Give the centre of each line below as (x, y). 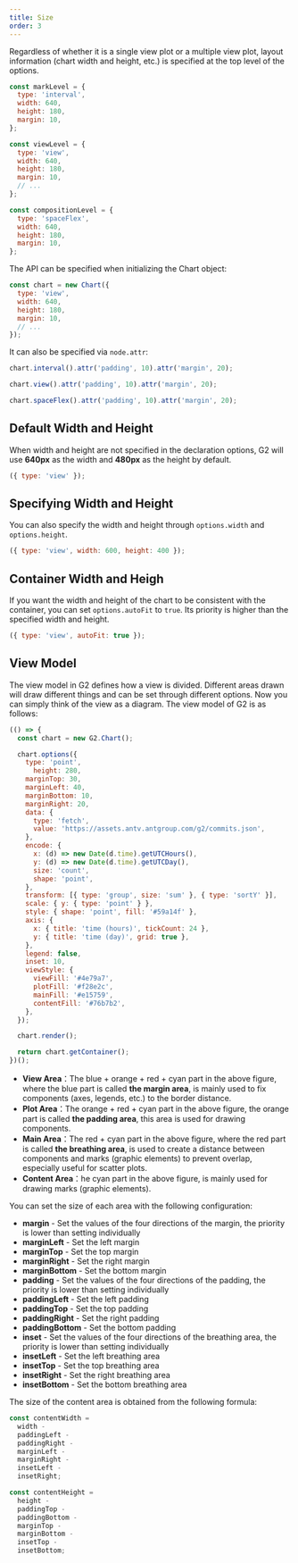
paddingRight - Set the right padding (91, 1318)
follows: (24, 713)
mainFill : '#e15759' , (73, 995)
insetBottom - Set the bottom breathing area (104, 1384)
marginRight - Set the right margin (86, 1261)
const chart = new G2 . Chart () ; (75, 738)
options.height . (39, 535)
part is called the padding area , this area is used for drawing (133, 1119)
